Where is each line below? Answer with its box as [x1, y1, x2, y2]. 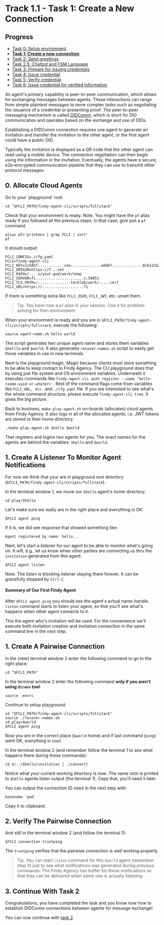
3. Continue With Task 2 [5, 887, 80, 895]
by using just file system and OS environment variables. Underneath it [5, 370, 145, 376]
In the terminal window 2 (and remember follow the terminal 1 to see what [5, 747, 153, 753]
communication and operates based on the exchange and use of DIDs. [5, 118, 147, 123]
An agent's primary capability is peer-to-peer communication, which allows [5, 91, 157, 97]
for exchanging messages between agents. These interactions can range [5, 97, 152, 102]
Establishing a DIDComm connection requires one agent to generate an [5, 127, 148, 132]
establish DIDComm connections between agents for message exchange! [5, 905, 153, 911]
